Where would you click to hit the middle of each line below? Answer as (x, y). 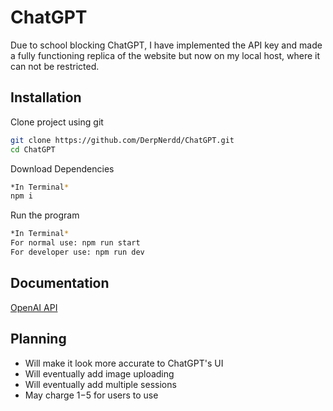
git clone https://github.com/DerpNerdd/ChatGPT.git (122, 140)
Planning (38, 339)
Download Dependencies (62, 168)
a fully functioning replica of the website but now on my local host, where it (165, 55)
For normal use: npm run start (75, 243)
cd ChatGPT (33, 149)
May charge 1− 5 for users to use (91, 395)
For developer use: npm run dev (77, 252)
